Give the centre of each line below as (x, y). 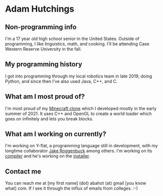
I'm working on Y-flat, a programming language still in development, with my (81, 146)
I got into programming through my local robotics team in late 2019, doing (79, 76)
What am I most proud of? (45, 97)
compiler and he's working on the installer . (48, 156)
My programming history (44, 64)
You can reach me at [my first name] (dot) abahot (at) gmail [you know (76, 183)
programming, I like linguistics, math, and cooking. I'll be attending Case (77, 44)
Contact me (23, 171)
